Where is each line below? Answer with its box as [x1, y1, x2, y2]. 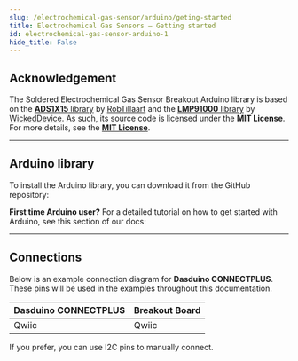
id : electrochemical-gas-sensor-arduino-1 [9, 29, 169, 38]
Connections [9, 250, 82, 265]
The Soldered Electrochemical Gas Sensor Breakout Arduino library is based [9, 94, 288, 105]
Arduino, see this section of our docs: [9, 216, 146, 226]
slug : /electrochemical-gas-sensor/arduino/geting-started [9, 12, 232, 22]
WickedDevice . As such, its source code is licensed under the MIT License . [9, 113, 286, 124]
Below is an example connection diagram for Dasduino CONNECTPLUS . [9, 273, 273, 284]
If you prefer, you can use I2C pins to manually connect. [9, 341, 215, 352]
